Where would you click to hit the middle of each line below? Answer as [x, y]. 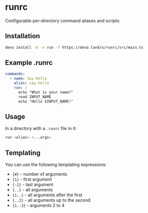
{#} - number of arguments [40, 174]
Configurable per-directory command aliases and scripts [62, 21]
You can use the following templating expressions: [56, 165]
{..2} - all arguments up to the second [51, 200]
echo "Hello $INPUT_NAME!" [46, 101]
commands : [15, 74]
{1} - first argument [32, 179]
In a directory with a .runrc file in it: [41, 129]
